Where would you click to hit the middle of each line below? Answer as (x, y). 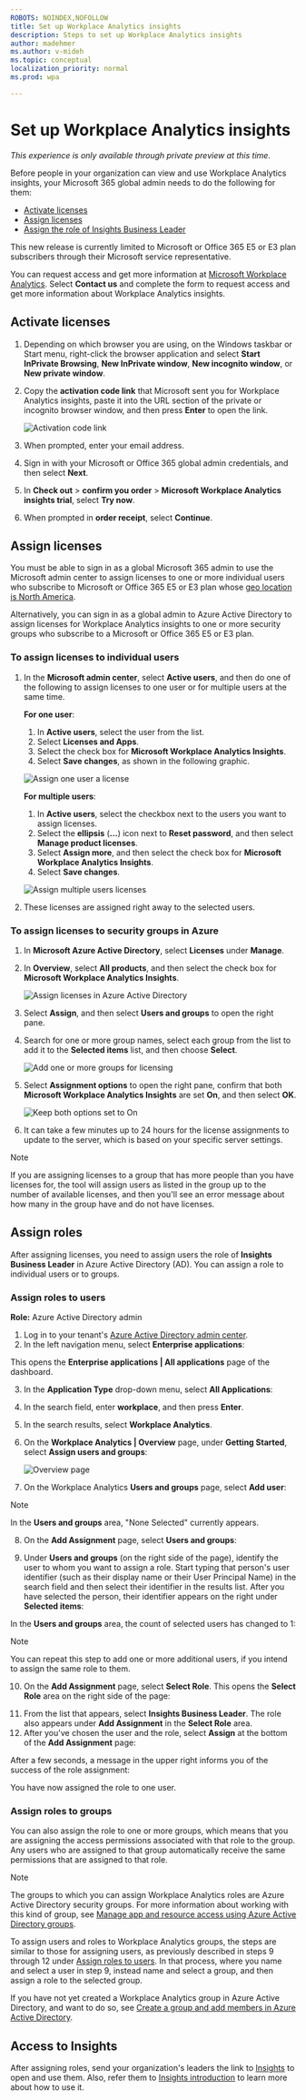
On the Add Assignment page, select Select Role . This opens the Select (159, 1686)
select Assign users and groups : (85, 1452)
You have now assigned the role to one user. (93, 1788)
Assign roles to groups (61, 1811)
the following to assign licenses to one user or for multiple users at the (155, 687)
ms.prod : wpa (35, 77)
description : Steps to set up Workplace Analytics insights (127, 35)
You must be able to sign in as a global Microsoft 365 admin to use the (142, 568)
